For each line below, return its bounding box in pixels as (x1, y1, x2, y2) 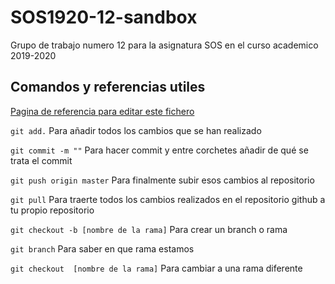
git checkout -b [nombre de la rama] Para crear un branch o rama (10, 223, 288, 235)
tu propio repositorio (10, 204, 95, 216)
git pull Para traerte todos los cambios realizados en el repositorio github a (10, 193, 326, 205)
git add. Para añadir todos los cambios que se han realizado (10, 124, 262, 136)
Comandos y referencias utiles (10, 79, 206, 96)
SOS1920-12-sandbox (10, 6, 198, 29)
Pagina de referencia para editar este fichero (10, 105, 195, 117)
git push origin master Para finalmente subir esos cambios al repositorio (10, 174, 315, 186)
